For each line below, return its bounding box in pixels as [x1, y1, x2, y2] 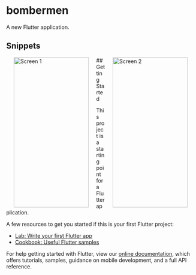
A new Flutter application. [6, 23, 70, 31]
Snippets [6, 41, 41, 51]
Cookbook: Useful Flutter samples [14, 238, 99, 246]
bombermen [6, 4, 69, 17]
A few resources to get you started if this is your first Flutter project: [6, 220, 174, 228]
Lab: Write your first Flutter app [14, 232, 93, 239]
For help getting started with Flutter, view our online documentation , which [6, 250, 191, 257]
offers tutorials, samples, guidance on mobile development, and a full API [6, 256, 187, 264]
